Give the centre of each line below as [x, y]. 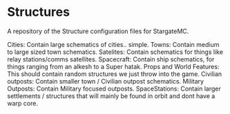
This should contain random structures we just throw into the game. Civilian [115, 74]
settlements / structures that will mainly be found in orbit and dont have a [111, 96]
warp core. [22, 103]
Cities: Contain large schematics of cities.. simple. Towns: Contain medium [113, 44]
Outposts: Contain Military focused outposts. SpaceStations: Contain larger [114, 88]
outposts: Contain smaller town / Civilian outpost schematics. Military [106, 81]
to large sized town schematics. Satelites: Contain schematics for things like [115, 52]
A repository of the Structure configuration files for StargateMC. [98, 31]
